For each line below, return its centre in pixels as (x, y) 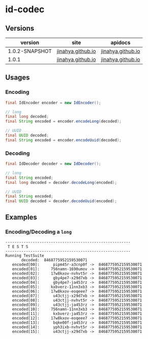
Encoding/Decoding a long (39, 232)
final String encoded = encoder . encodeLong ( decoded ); (64, 122)
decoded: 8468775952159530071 (54, 260)
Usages (18, 78)
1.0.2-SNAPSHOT (30, 51)
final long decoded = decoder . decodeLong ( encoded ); (61, 182)
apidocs (121, 43)
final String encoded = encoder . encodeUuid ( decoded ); (64, 140)
